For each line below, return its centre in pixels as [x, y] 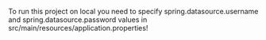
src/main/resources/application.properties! [78, 28]
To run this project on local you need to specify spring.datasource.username [133, 11]
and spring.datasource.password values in [78, 20]
